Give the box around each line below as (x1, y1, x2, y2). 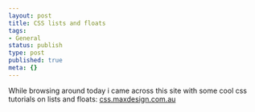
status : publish (8, 42, 63, 50)
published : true (8, 57, 63, 65)
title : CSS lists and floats (8, 19, 106, 27)
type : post (8, 49, 45, 57)
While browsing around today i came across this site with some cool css (8, 86, 248, 95)
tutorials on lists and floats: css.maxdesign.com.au (8, 94, 176, 104)
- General (8, 34, 42, 42)
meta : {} (8, 64, 38, 72)
